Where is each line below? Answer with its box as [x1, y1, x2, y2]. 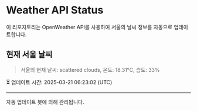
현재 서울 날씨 [6, 50, 53, 60]
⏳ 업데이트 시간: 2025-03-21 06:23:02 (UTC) [6, 78, 113, 85]
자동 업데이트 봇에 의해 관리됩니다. [6, 98, 84, 105]
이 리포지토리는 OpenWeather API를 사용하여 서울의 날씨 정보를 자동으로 [6, 23, 173, 30]
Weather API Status [6, 4, 104, 17]
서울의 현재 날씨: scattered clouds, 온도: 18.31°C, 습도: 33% [20, 66, 160, 73]
